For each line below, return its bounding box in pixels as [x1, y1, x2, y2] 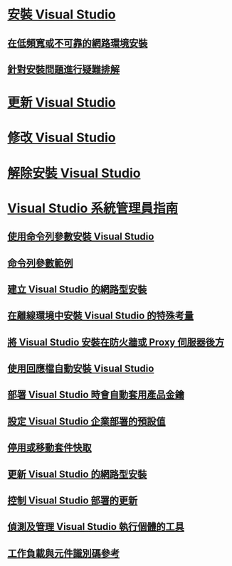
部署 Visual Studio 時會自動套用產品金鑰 [7, 389, 185, 401]
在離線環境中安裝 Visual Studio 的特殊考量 [7, 310, 194, 322]
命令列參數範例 [7, 257, 73, 269]
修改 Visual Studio [7, 129, 116, 146]
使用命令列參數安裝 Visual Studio [7, 230, 154, 242]
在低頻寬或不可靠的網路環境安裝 [7, 37, 148, 49]
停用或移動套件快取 [7, 442, 92, 454]
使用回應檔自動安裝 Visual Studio [7, 363, 154, 375]
